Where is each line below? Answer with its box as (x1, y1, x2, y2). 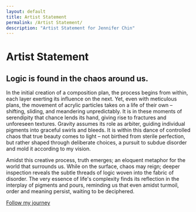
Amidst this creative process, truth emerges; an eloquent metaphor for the (6, 157, 186, 164)
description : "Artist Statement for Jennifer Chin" (6, 25, 135, 31)
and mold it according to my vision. (6, 145, 91, 153)
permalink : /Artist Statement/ (6, 19, 83, 25)
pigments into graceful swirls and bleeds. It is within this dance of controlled (6, 127, 191, 134)
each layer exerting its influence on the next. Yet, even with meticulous (6, 95, 177, 103)
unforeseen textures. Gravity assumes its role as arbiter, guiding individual (6, 120, 185, 127)
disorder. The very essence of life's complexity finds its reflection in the (6, 176, 180, 183)
